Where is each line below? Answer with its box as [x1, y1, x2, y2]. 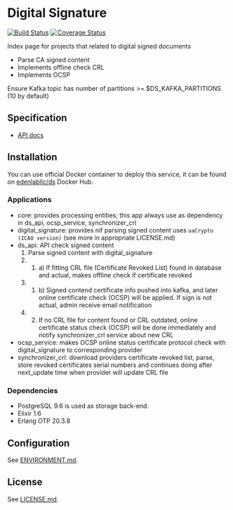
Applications [7, 195, 52, 205]
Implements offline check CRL [17, 63, 105, 71]
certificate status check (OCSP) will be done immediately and [38, 323, 216, 332]
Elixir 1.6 [17, 409, 42, 418]
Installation [7, 151, 58, 163]
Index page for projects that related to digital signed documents [7, 42, 192, 50]
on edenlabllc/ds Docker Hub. [7, 178, 93, 186]
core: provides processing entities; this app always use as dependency [17, 211, 223, 219]
